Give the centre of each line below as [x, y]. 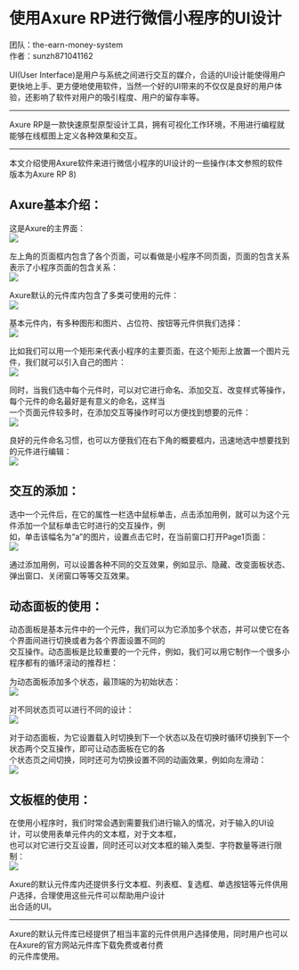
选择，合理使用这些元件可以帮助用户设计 [91, 895]
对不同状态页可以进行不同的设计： [72, 709]
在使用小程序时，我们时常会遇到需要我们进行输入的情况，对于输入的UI [138, 823]
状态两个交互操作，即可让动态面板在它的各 [87, 749]
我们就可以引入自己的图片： [75, 361]
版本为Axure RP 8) [43, 174]
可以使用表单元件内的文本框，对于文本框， [102, 834]
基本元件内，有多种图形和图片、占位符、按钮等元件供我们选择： [126, 323]
